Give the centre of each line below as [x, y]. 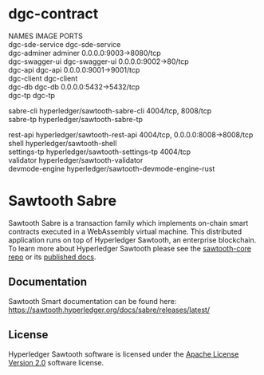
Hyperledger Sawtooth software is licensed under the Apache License [124, 354]
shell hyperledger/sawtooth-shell [63, 143]
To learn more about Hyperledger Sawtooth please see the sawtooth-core [130, 248]
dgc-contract [53, 14]
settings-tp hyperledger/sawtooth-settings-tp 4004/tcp [100, 152]
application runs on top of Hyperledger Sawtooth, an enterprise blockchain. [132, 239]
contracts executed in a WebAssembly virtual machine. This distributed [125, 231]
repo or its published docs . [52, 257]
